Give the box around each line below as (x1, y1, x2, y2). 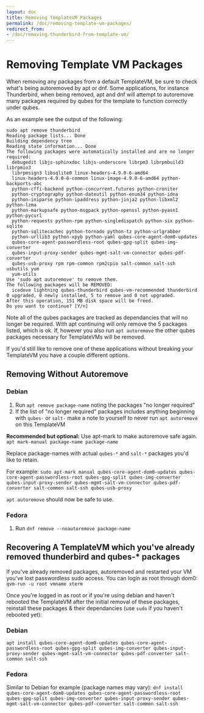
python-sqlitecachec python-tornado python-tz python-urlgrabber (12, 229, 181, 235)
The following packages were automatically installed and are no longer (6, 149, 195, 155)
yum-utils (12, 272, 37, 278)
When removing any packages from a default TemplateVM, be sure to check (6, 78, 198, 85)
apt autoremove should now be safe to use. (6, 496, 114, 503)
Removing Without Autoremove (6, 369, 129, 379)
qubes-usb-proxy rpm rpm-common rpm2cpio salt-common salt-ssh (12, 261, 175, 267)
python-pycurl (6, 212, 43, 219)
